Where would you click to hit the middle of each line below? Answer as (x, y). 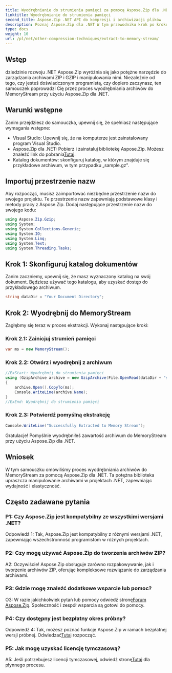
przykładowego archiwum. (33, 287)
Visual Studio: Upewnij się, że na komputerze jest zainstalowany (80, 138)
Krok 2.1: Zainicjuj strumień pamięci (51, 338)
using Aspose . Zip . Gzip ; (31, 220)
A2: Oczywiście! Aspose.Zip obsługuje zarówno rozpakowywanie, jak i (80, 564)
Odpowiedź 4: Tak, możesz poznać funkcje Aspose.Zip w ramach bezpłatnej (86, 630)
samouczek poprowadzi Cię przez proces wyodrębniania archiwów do (79, 88)
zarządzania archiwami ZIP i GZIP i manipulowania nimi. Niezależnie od (80, 77)
